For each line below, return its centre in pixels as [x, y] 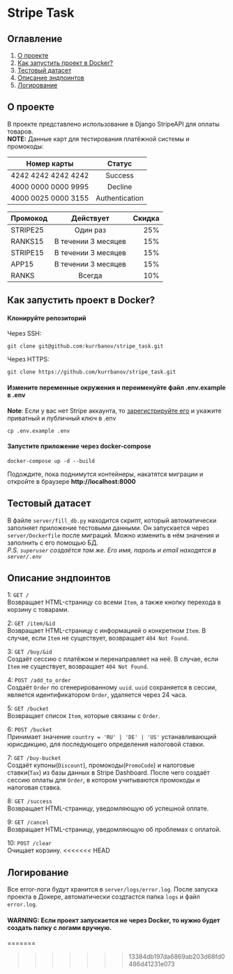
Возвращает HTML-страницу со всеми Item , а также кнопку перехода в [114, 602]
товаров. [20, 131]
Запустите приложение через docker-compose [79, 446]
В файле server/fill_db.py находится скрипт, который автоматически [112, 520]
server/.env [24, 557]
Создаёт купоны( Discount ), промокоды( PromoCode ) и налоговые [101, 765]
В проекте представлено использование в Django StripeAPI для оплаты [113, 124]
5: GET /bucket [28, 708]
